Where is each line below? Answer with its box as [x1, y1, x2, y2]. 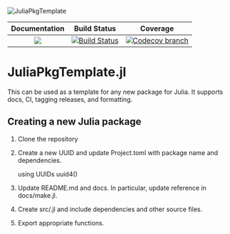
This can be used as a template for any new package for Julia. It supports [7, 87, 224, 96]
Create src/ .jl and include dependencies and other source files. [17, 205, 203, 213]
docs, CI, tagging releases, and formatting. [7, 95, 133, 103]
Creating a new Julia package [7, 116, 142, 128]
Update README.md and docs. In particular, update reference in [17, 184, 207, 192]
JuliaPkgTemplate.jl [7, 64, 127, 80]
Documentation [11, 23, 66, 33]
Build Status [73, 23, 116, 33]
